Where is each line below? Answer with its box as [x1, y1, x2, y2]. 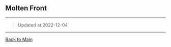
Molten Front [5, 4, 47, 12]
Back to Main [5, 36, 33, 42]
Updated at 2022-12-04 [17, 22, 68, 28]
